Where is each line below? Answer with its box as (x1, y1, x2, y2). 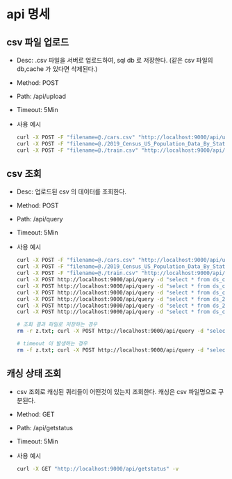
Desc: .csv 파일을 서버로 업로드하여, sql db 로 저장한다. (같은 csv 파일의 (16, 56, 213, 64)
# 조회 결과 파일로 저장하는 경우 (16, 321, 98, 328)
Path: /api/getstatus (16, 423, 74, 432)
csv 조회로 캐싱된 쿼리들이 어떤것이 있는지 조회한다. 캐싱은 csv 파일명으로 (16, 387, 217, 395)
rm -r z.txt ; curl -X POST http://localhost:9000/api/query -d (16, 328, 204, 335)
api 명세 (6, 6, 50, 22)
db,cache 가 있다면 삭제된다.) (16, 65, 98, 73)
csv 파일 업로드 (6, 36, 69, 48)
